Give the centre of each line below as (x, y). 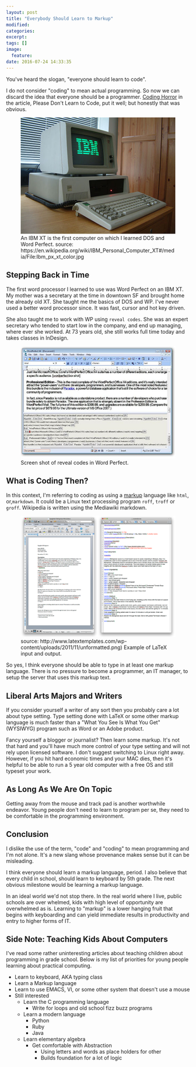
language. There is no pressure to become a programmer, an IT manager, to (97, 671)
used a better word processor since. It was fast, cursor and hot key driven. (96, 308)
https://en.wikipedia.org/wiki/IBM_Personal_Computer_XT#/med (98, 251)
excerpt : (17, 37)
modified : (18, 25)
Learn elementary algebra (54, 1039)
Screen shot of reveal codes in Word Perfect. (75, 462)
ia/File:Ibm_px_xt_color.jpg (52, 257)
